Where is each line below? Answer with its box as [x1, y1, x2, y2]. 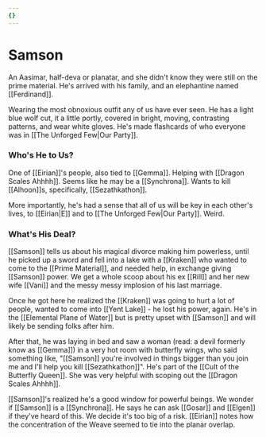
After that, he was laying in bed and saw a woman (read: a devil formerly [8, 337, 246, 346]
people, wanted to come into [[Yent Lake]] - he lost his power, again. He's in [8, 304, 257, 314]
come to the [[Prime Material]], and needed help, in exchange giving [8, 263, 232, 273]
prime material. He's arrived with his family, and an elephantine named [8, 80, 239, 90]
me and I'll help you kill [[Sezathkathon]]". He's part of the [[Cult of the [8, 362, 240, 372]
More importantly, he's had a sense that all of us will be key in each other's [8, 200, 253, 209]
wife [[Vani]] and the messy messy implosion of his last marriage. [8, 280, 222, 291]
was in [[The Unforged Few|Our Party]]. [8, 130, 139, 139]
